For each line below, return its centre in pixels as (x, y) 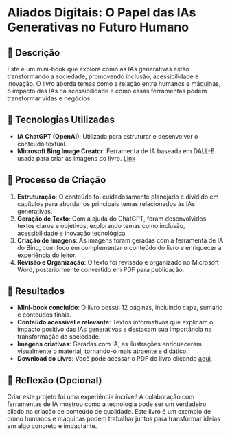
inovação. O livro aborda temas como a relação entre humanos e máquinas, (114, 83)
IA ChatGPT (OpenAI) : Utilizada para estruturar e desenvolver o (107, 136)
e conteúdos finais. (44, 315)
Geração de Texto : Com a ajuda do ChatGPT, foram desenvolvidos (112, 218)
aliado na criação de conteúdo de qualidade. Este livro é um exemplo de (109, 412)
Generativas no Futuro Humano (98, 27)
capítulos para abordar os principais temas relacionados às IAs (106, 203)
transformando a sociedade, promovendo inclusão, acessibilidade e (103, 76)
